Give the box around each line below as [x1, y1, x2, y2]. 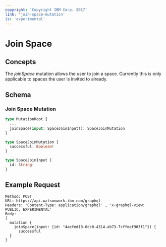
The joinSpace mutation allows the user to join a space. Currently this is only [5, 71, 162, 77]
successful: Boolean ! [9, 144, 55, 149]
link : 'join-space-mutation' [5, 12, 65, 17]
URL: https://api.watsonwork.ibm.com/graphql [5, 198, 101, 203]
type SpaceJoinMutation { [5, 140, 58, 145]
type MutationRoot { [5, 117, 48, 122]
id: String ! [9, 163, 35, 167]
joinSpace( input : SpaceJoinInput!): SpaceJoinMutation [9, 126, 125, 131]
